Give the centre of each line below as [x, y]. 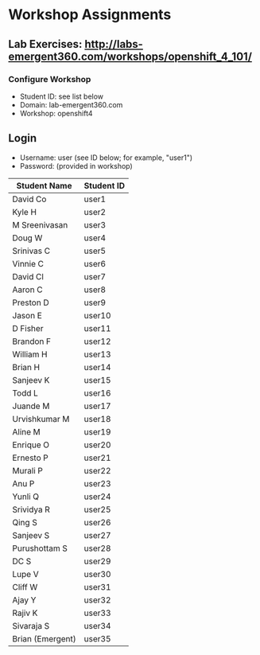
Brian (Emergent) [45, 638]
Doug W [27, 238]
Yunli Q [26, 497]
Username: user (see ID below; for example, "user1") [106, 158]
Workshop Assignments [90, 15]
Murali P [28, 470]
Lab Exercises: [45, 44]
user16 [97, 393]
